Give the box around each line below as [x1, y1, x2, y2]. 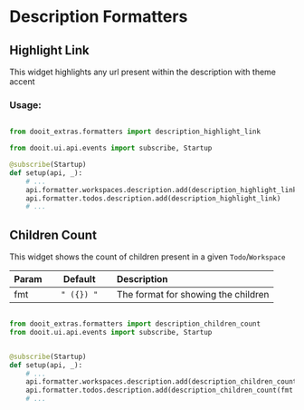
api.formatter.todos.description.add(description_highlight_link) [25, 193, 281, 203]
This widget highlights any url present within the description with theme [9, 66, 277, 77]
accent [9, 76, 35, 87]
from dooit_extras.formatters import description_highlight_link [9, 127, 261, 137]
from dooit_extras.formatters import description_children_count [9, 319, 261, 328]
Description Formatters [9, 6, 188, 27]
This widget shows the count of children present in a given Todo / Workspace [9, 251, 286, 262]
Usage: [9, 98, 43, 111]
